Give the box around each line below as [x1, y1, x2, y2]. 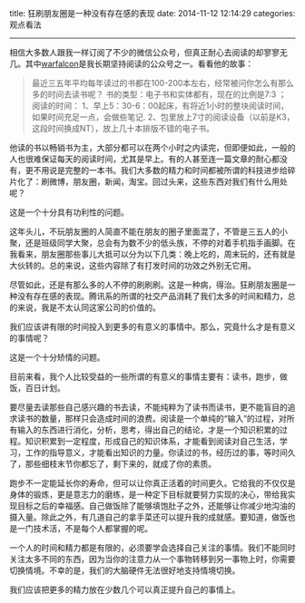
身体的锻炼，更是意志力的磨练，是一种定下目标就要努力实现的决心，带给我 [9, 489, 288, 500]
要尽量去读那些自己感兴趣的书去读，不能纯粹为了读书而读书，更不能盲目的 [9, 402, 288, 413]
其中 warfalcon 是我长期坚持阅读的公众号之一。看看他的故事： [25, 58, 254, 69]
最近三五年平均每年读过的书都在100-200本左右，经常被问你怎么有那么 [31, 78, 295, 88]
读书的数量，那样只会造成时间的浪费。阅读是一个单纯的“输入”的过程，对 [16, 413, 288, 423]
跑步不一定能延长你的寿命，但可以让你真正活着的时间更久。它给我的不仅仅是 [9, 478, 296, 488]
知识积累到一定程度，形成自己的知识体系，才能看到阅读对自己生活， [25, 436, 280, 446]
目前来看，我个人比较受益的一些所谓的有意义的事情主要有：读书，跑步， [9, 371, 280, 382]
